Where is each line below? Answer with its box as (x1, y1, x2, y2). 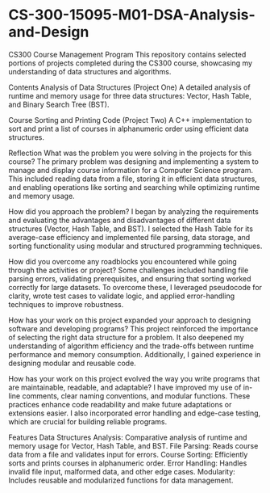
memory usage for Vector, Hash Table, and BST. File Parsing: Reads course (8, 440, 259, 450)
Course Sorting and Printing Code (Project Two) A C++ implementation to (8, 115, 252, 124)
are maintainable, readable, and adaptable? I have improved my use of (8, 382, 242, 392)
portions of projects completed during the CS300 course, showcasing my (8, 58, 252, 68)
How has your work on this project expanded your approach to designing (8, 315, 251, 325)
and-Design (8, 23, 89, 41)
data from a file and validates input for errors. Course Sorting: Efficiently (8, 449, 248, 459)
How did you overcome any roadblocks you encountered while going (8, 256, 238, 266)
